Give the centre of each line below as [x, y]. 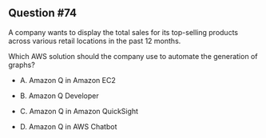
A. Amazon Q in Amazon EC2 [67, 80]
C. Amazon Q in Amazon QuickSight [79, 111]
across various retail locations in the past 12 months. [95, 41]
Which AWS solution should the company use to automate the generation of [133, 56]
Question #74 [43, 13]
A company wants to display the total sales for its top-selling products [123, 32]
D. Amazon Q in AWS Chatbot [68, 126]
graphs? [22, 65]
